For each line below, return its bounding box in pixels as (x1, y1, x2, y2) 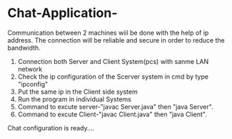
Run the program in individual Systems (17, 94, 132, 104)
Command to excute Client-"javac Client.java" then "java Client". (17, 110, 207, 118)
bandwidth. (7, 43, 41, 52)
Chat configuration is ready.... (7, 123, 95, 132)
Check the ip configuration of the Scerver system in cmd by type (17, 72, 209, 81)
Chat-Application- (7, 5, 118, 21)
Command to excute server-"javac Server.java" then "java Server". (17, 102, 213, 111)
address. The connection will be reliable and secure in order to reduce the (7, 35, 225, 44)
